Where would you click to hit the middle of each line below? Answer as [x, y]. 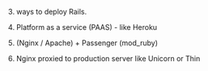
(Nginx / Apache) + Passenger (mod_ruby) [87, 43]
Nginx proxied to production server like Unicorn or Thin [108, 58]
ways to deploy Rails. [51, 12]
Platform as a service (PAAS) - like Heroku [87, 27]
